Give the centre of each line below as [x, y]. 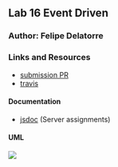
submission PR [44, 74]
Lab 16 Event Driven [59, 13]
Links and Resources [49, 58]
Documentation [35, 101]
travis [29, 83]
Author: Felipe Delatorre [56, 36]
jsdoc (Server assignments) [65, 119]
